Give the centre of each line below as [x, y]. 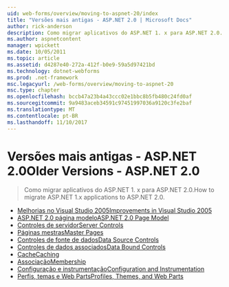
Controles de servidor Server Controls [70, 225]
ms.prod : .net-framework [43, 77]
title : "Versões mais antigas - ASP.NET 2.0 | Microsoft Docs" [100, 20]
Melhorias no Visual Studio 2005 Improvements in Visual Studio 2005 [114, 211]
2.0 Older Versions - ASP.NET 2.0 [103, 171]
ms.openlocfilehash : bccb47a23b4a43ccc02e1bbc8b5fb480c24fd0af [100, 97]
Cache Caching [38, 255]
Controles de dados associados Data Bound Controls [91, 247]
